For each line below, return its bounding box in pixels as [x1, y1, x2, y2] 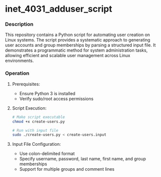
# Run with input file [12, 128, 59, 133]
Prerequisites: [12, 81, 40, 87]
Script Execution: [12, 105, 47, 111]
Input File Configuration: [12, 141, 61, 147]
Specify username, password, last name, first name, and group [19, 156, 146, 162]
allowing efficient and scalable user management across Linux [5, 53, 131, 59]
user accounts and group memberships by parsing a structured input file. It [5, 42, 156, 48]
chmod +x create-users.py [12, 119, 65, 124]
